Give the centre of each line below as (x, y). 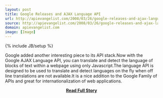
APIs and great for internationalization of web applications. (64, 81)
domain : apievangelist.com (32, 28)
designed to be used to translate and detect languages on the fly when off (79, 71)
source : (13, 23)
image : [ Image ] (20, 32)
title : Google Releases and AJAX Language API (53, 14)
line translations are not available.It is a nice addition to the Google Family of (81, 76)
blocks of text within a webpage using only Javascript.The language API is (79, 65)
